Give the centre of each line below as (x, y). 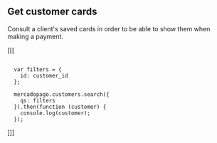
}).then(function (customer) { (60, 107)
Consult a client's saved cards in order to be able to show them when (109, 28)
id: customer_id (44, 75)
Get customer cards (52, 12)
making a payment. (36, 36)
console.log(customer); (55, 113)
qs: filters (38, 100)
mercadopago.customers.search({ (62, 94)
